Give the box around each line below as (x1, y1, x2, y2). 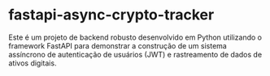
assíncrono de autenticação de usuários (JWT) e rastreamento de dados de (8, 49, 263, 59)
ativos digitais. (8, 58, 57, 68)
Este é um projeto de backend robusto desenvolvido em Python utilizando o (8, 32, 263, 42)
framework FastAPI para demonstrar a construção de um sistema (8, 40, 228, 50)
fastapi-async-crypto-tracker (8, 6, 215, 24)
